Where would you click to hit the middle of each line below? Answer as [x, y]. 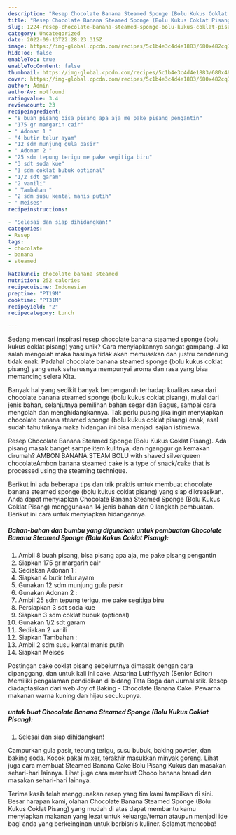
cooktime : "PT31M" [35, 300]
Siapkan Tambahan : [48, 637]
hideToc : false [30, 53]
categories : [25, 229]
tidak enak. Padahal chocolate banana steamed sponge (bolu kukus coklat [115, 361]
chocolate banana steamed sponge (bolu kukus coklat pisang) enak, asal [113, 420]
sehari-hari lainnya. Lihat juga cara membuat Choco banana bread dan [110, 773]
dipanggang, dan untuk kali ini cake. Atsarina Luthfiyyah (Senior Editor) [110, 674]
